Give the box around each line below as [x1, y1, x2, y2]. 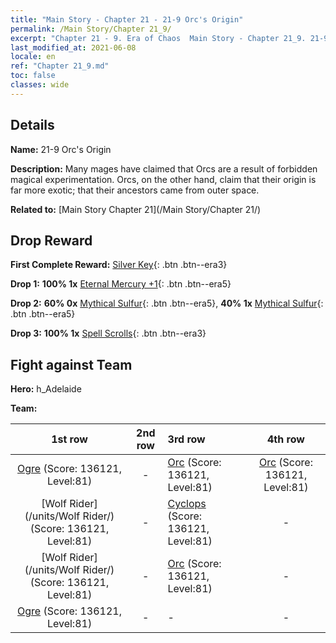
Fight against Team [10, 356, 133, 373]
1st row [51, 432, 88, 446]
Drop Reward [10, 232, 93, 249]
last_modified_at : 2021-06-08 [10, 42, 137, 53]
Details [10, 117, 55, 134]
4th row [267, 432, 305, 446]
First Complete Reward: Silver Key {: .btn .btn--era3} [10, 259, 228, 271]
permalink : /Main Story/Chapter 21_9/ [10, 24, 172, 34]
